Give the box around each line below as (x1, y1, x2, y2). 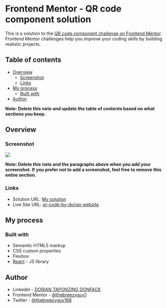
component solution (5, 14, 92, 25)
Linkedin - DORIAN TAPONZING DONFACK (12, 286, 101, 292)
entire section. (5, 172, 37, 178)
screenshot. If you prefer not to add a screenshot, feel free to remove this (5, 167, 162, 173)
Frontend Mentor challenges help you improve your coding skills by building (5, 36, 162, 42)
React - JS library (12, 259, 49, 265)
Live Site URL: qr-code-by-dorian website (12, 201, 99, 207)
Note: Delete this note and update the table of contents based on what (5, 105, 155, 111)
